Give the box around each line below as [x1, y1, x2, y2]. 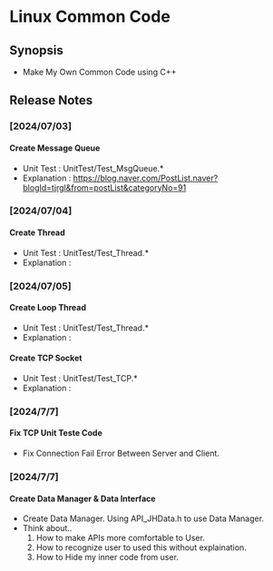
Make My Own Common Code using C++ [22, 66, 177, 77]
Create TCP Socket [9, 352, 83, 364]
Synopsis [9, 43, 63, 58]
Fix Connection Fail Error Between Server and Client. [22, 448, 220, 459]
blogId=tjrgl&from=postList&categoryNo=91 [22, 182, 187, 192]
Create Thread [9, 227, 65, 238]
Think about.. [22, 523, 73, 534]
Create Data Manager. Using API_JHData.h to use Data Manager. [22, 513, 265, 524]
